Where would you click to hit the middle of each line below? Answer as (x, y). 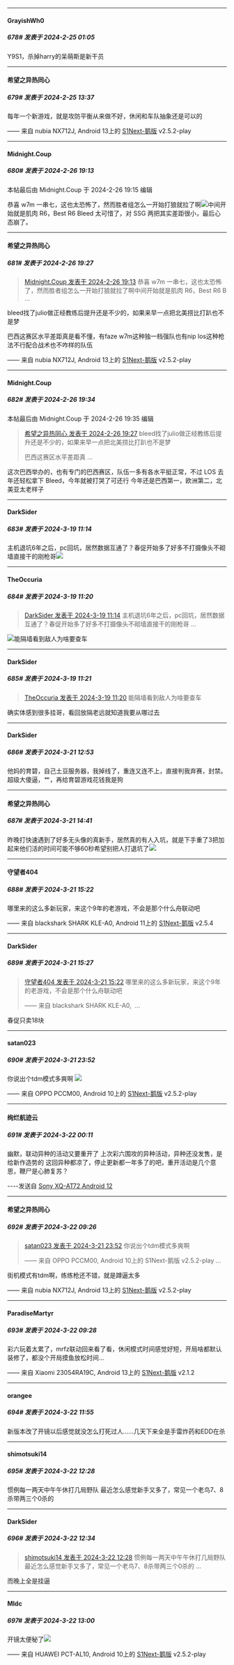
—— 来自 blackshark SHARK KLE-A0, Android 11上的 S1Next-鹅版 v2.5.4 (110, 923)
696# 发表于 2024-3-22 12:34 (52, 1538)
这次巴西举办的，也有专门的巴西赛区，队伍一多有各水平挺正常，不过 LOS (112, 472)
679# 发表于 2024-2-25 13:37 (51, 97)
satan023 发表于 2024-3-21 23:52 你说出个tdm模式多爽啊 (107, 1246)
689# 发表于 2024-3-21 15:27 (50, 963)
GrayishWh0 (26, 20)
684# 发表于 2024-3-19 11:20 (50, 596)
